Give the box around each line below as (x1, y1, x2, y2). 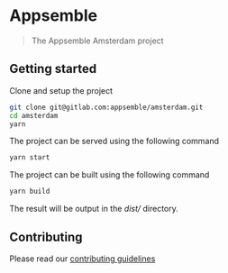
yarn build (9, 187, 50, 196)
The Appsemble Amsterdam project (31, 35, 164, 46)
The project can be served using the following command (9, 136, 219, 147)
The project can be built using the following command (9, 169, 210, 180)
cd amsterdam (9, 111, 59, 120)
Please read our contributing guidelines (9, 253, 156, 264)
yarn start (9, 153, 50, 162)
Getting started (9, 61, 97, 77)
